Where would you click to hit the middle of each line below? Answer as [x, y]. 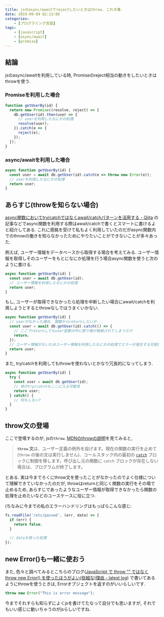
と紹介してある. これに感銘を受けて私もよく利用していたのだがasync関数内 [81, 230]
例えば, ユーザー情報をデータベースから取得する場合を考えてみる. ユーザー [80, 253]
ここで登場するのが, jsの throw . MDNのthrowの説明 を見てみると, [69, 438]
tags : [10, 28]
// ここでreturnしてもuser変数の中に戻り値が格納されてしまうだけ [73, 331]
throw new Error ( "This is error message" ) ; [50, 593]
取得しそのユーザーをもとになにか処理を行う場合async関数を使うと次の [86, 258]
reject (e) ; [29, 133]
